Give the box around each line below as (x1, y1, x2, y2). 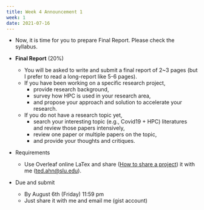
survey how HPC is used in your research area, (33, 92, 151, 100)
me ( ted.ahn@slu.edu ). (24, 167, 82, 174)
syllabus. (15, 43, 38, 50)
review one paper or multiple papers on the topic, (33, 131, 157, 138)
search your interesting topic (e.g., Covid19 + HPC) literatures (33, 118, 188, 125)
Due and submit (15, 179, 55, 186)
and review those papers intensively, (33, 125, 125, 132)
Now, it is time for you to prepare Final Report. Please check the (15, 37, 175, 44)
